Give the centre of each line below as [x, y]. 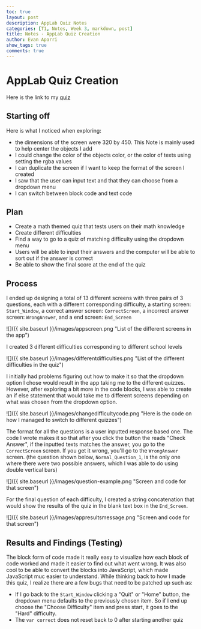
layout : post [22, 17]
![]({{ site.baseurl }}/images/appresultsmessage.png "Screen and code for [98, 517]
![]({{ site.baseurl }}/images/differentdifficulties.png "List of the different [95, 358]
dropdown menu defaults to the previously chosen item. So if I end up [101, 600]
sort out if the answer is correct [54, 258]
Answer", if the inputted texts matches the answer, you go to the [85, 444]
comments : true [25, 51]
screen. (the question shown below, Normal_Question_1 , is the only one [94, 457]
